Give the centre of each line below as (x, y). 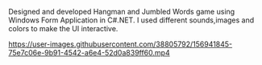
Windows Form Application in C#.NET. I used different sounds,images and (131, 20)
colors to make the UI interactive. (63, 28)
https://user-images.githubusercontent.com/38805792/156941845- (121, 44)
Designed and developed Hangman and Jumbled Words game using (122, 12)
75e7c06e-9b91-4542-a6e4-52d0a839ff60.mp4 (89, 53)
